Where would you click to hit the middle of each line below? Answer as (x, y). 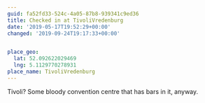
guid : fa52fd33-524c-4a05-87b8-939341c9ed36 (73, 14)
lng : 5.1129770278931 (45, 65)
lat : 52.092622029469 (45, 59)
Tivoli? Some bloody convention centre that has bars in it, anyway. (103, 91)
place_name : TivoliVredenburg (51, 71)
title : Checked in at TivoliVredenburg (65, 20)
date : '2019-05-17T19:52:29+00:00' (59, 27)
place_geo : (23, 52)
